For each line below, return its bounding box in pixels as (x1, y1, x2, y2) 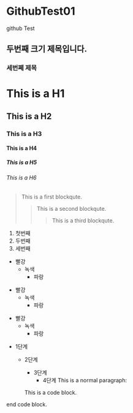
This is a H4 (6, 145, 37, 152)
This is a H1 (6, 87, 65, 100)
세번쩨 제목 (6, 64, 37, 72)
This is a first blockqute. (21, 193, 83, 200)
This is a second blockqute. (36, 205, 107, 212)
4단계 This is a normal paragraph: (42, 376, 127, 384)
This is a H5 (6, 158, 37, 166)
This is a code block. (24, 388, 77, 396)
